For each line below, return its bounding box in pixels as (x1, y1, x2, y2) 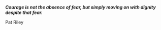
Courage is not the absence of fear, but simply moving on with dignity (5, 4, 156, 10)
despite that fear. (5, 9, 43, 15)
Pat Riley (5, 19, 24, 25)
